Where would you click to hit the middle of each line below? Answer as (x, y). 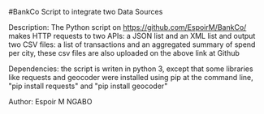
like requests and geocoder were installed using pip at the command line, (131, 77)
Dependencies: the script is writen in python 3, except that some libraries (131, 69)
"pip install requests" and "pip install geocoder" (88, 86)
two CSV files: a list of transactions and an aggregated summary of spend (132, 44)
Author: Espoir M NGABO (50, 101)
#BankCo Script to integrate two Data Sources (86, 12)
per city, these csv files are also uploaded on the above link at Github (124, 53)
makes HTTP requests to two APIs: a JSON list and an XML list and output (132, 36)
